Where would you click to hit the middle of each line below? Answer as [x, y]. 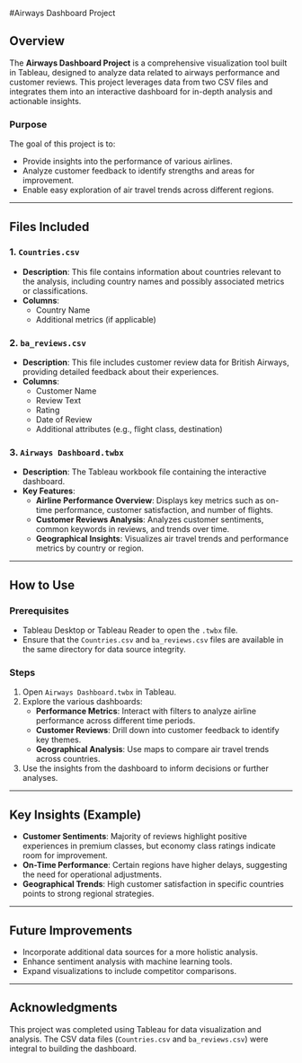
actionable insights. [45, 101]
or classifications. [55, 290]
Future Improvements [71, 930]
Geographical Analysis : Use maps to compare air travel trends [152, 749]
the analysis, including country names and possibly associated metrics [153, 281]
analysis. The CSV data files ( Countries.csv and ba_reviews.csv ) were [139, 1039]
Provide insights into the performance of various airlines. [128, 162]
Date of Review [64, 420]
